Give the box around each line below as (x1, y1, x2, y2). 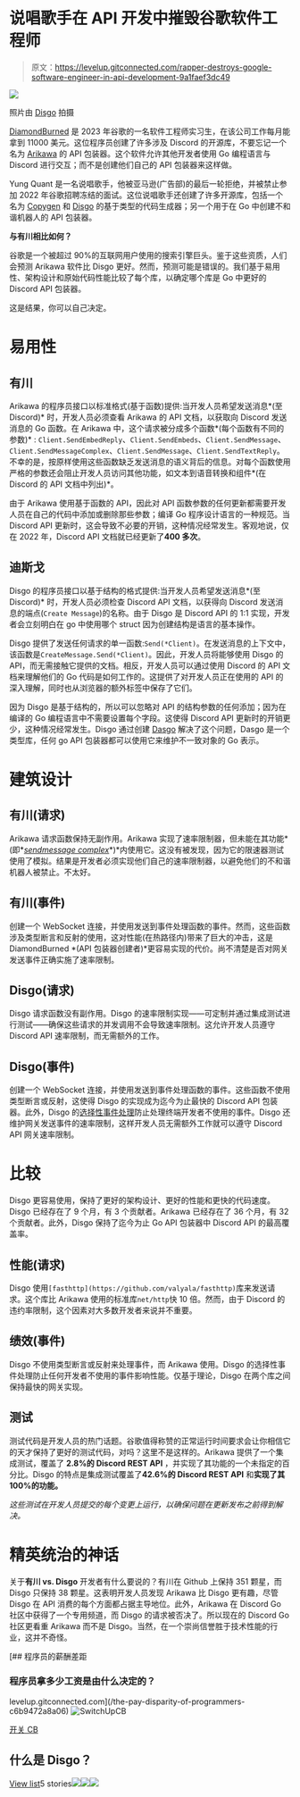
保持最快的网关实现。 (9, 1381, 87, 1392)
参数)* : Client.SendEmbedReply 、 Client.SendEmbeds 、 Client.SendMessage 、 (9, 434, 286, 445)
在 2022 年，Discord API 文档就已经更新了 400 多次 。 (9, 531, 206, 541)
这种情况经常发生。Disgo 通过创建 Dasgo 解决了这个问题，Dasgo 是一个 (24, 723, 290, 734)
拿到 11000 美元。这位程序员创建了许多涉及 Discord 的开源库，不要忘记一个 (9, 137, 287, 147)
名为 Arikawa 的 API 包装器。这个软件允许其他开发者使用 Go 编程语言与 (9, 148, 271, 159)
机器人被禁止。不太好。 (9, 866, 96, 877)
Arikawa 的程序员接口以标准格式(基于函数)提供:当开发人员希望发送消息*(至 (9, 400, 283, 411)
